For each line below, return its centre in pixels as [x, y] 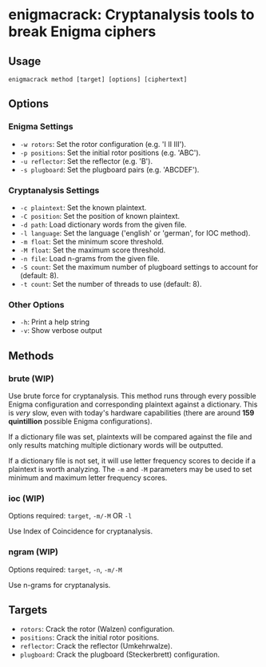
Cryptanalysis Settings [54, 190]
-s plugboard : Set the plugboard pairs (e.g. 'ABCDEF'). [109, 169]
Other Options [36, 304]
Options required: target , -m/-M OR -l [70, 516]
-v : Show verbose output [61, 331]
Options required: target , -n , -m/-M [65, 570]
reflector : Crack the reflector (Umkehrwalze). [96, 646]
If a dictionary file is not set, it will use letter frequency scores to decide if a [132, 460]
